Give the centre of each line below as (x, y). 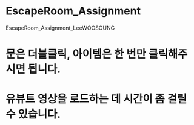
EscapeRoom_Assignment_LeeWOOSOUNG (60, 28)
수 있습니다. (33, 114)
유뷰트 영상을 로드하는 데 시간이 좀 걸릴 (96, 99)
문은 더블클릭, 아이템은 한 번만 (76, 54)
